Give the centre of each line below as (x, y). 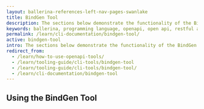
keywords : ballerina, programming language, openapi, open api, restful (100, 29)
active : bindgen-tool (34, 40)
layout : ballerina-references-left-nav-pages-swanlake (77, 12)
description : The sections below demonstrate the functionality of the (99, 23)
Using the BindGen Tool (52, 98)
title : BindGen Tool (32, 17)
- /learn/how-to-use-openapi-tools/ (58, 57)
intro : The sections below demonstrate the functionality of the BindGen (102, 46)
